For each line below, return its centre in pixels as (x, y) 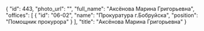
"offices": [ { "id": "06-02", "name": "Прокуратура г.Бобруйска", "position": (102, 15)
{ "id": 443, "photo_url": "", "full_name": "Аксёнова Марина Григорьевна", (100, 9)
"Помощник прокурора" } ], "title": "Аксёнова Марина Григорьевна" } (96, 22)
